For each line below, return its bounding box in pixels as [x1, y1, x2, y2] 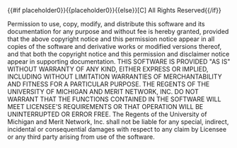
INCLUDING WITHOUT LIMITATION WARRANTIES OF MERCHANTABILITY [7, 72, 222, 81]
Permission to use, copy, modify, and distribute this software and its [7, 20, 205, 28]
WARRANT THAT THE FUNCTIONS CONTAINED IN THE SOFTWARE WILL [7, 95, 221, 103]
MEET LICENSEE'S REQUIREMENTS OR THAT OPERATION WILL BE [7, 103, 204, 110]
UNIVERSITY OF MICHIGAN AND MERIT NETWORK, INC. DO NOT [7, 88, 200, 96]
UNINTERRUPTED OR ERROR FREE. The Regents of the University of [7, 110, 207, 118]
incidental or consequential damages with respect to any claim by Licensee [7, 125, 227, 133]
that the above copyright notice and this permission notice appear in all [7, 35, 215, 43]
